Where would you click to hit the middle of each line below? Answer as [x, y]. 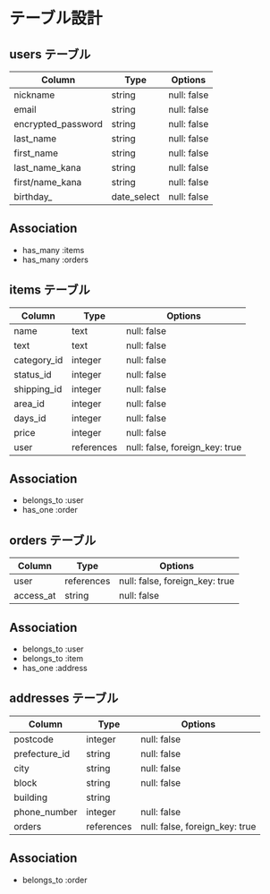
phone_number [46, 812]
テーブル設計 [56, 18]
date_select [135, 196]
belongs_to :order [55, 880]
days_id [30, 418]
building [30, 797]
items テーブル [50, 290]
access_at [35, 596]
